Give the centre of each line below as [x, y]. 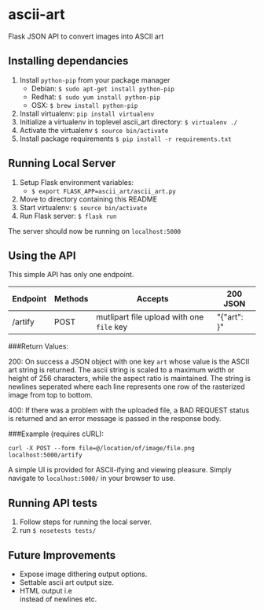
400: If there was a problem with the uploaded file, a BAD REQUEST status [129, 410]
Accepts [152, 299]
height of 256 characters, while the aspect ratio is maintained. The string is [130, 379]
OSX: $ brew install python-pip [84, 105]
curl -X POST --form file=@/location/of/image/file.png [101, 449]
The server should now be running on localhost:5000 [95, 231]
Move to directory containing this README [88, 199]
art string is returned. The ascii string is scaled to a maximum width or [121, 370]
